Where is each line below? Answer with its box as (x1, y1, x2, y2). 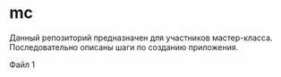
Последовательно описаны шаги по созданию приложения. (9, 41, 239, 52)
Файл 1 (9, 59, 36, 70)
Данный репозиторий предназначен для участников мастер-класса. (9, 32, 273, 43)
